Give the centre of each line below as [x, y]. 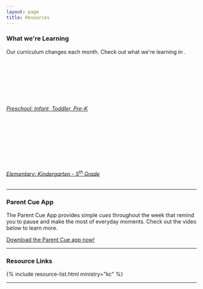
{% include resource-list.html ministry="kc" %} [65, 274]
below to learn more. [32, 228]
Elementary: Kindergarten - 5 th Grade [53, 173]
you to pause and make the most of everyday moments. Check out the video [101, 222]
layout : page [23, 12]
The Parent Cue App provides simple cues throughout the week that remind [100, 215]
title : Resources [28, 18]
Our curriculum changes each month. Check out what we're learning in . [96, 51]
